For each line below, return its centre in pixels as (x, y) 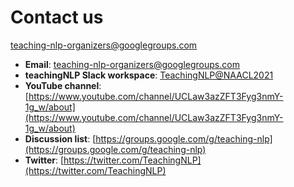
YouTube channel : (63, 85)
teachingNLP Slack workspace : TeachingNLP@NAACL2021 (149, 75)
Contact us (57, 17)
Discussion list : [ (60, 138)
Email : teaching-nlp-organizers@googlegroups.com (132, 64)
